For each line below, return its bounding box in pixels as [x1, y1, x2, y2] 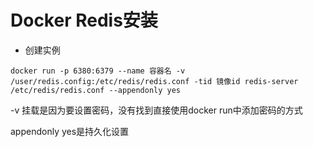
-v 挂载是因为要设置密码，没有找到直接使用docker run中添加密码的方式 [10, 104, 303, 116]
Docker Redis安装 [10, 9, 158, 32]
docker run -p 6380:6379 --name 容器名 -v [10, 66, 186, 76]
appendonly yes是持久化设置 [10, 125, 130, 137]
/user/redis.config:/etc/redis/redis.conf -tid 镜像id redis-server [10, 76, 299, 86]
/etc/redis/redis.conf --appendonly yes [10, 85, 182, 95]
